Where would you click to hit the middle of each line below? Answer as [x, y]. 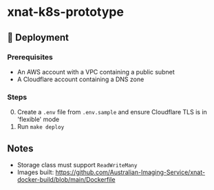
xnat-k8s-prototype [65, 12]
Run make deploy [41, 127]
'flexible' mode [38, 119]
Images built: [35, 172]
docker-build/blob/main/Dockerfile [66, 179]
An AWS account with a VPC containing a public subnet [96, 72]
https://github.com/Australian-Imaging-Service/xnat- [130, 172]
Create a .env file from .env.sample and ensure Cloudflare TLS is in [112, 112]
